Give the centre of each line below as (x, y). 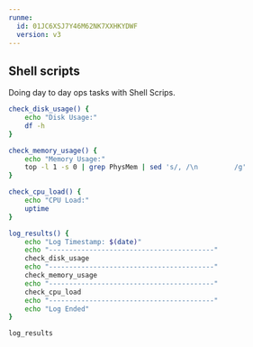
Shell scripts (44, 71)
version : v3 (39, 34)
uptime (37, 208)
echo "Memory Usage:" (65, 159)
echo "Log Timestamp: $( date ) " (83, 242)
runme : (21, 18)
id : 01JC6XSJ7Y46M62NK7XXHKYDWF (77, 26)
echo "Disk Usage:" (61, 118)
